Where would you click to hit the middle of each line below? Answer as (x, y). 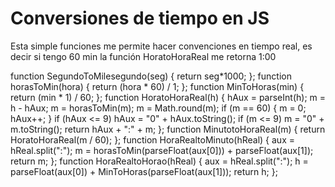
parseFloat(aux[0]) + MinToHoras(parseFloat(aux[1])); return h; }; (144, 171)
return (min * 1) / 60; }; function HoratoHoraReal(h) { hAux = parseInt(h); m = (168, 97)
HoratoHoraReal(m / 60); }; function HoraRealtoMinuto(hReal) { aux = (152, 139)
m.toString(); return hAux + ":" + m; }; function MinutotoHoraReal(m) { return (168, 129)
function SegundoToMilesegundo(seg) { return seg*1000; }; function (151, 76)
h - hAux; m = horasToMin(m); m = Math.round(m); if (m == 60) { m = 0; (158, 108)
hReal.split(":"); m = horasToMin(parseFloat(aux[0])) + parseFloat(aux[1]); (162, 150)
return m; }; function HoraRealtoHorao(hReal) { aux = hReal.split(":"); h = (159, 161)
